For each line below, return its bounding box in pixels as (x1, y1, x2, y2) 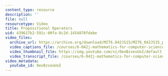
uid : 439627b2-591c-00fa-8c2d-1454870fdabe (5, 30, 97, 35)
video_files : (5, 35, 32, 40)
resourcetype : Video (5, 21, 48, 26)
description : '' (5, 12, 39, 17)
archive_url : (9, 40, 37, 45)
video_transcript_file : (9, 53, 59, 59)
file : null (5, 16, 28, 21)
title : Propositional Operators (5, 26, 72, 31)
